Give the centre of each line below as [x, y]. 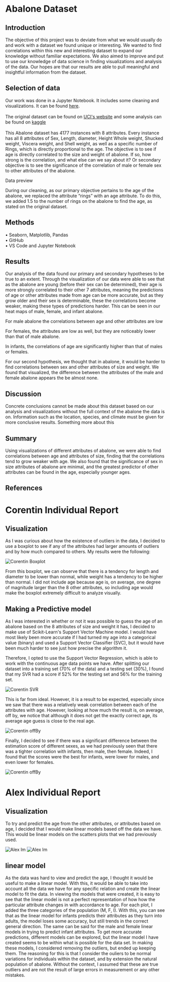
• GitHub [14, 240]
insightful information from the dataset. [46, 72]
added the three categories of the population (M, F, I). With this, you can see [85, 910]
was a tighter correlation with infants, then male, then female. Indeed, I [79, 751]
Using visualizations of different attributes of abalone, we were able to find [83, 451]
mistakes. [15, 975]
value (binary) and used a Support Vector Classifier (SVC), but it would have [85, 643]
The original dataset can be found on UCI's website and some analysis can [83, 116]
